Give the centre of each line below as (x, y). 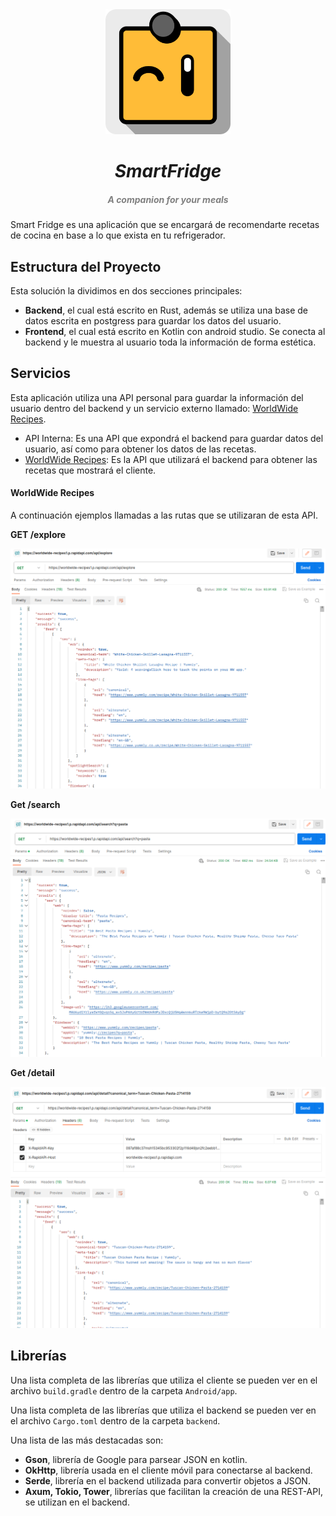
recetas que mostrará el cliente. (90, 470)
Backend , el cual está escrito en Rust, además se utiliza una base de (166, 310)
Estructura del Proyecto (86, 266)
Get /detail (32, 1072)
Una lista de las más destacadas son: (87, 1440)
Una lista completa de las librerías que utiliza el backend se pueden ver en (163, 1410)
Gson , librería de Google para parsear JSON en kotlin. (136, 1459)
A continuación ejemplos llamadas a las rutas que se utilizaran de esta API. (164, 515)
